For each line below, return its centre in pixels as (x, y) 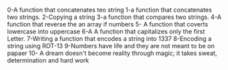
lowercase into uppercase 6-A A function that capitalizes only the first (106, 31)
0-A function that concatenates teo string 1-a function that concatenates (110, 10)
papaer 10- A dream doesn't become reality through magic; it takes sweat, (112, 53)
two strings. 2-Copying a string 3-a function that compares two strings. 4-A (114, 17)
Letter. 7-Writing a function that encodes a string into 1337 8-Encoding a (109, 39)
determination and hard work (48, 60)
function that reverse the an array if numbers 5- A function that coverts (107, 24)
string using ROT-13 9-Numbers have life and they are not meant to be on (111, 46)
